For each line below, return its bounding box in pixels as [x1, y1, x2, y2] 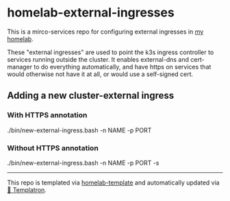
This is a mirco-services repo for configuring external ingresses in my [7, 27, 204, 36]
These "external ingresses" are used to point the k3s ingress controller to [7, 48, 214, 56]
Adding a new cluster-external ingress [7, 90, 175, 102]
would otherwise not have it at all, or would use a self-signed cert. [7, 70, 194, 78]
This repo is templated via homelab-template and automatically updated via [7, 178, 220, 187]
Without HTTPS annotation [7, 143, 99, 152]
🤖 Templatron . [7, 185, 47, 193]
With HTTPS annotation [7, 110, 88, 120]
